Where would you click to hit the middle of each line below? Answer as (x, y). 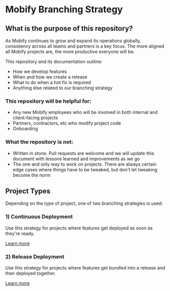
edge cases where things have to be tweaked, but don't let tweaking (85, 169)
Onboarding (25, 129)
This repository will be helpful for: (48, 101)
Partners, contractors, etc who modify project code (67, 123)
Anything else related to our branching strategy (62, 88)
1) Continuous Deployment (39, 217)
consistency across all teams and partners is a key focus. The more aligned (85, 46)
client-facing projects (35, 118)
